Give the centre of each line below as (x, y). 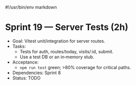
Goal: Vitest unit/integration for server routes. (59, 41)
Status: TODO (26, 78)
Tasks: (19, 46)
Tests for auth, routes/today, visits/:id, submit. (67, 51)
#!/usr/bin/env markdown (31, 7)
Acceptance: (25, 62)
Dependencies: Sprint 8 (36, 73)
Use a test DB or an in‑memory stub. (57, 57)
